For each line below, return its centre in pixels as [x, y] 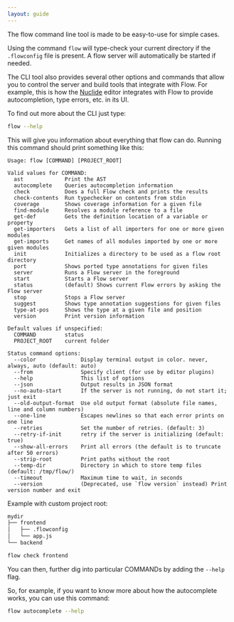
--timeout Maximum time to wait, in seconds [98, 478]
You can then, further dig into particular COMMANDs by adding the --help [116, 569]
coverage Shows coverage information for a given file [108, 204]
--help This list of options [79, 378]
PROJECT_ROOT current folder [62, 341]
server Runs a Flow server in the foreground [97, 272]
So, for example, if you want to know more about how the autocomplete [112, 590]
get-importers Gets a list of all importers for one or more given [119, 229]
